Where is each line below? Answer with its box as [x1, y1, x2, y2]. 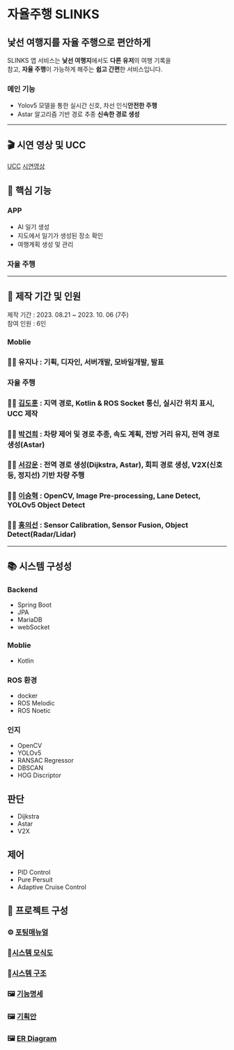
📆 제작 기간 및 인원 [7, 291, 81, 303]
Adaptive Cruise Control [17, 882, 87, 891]
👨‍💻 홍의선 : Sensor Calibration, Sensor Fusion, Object [7, 520, 189, 530]
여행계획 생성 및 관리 [17, 240, 74, 248]
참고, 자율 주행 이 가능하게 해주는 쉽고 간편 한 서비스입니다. [7, 65, 163, 73]
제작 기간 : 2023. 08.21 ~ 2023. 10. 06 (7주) [7, 310, 129, 319]
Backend [7, 584, 38, 594]
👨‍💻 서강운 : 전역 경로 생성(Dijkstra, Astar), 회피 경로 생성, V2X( [7, 460, 210, 470]
